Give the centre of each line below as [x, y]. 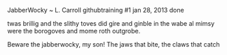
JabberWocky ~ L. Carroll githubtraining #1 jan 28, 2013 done [96, 10]
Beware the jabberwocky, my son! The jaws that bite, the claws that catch [113, 44]
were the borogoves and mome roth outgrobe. [74, 31]
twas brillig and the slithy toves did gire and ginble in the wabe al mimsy [111, 23]
